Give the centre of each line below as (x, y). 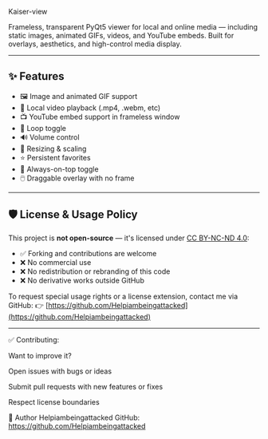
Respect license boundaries (54, 401)
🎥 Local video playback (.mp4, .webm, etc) (90, 108)
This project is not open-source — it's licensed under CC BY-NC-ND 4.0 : (129, 238)
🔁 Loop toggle (43, 128)
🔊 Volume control (49, 137)
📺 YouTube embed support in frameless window (100, 117)
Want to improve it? (40, 355)
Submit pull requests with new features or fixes (86, 386)
